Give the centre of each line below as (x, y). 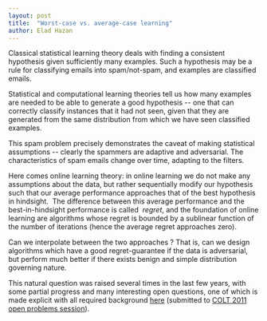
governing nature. (37, 267)
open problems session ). (49, 309)
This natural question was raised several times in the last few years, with (127, 283)
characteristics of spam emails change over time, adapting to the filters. (126, 160)
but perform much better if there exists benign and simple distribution (123, 260)
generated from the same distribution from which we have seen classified (129, 120)
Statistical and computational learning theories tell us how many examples (130, 94)
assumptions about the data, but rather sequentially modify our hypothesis (131, 184)
